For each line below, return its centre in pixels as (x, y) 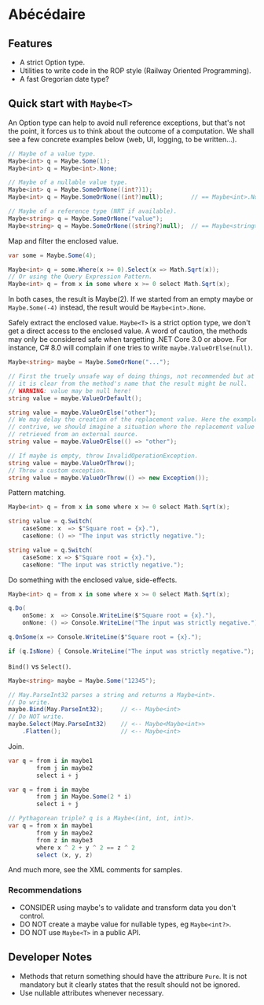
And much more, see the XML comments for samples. (95, 870)
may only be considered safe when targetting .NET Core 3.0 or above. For (128, 339)
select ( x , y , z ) (64, 855)
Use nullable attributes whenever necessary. (92, 992)
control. (32, 915)
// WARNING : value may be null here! (70, 391)
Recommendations (45, 890)
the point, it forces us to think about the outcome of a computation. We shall (131, 130)
